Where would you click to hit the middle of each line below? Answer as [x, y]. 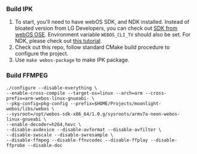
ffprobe [16, 145]
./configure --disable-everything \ [52, 88]
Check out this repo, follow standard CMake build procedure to [92, 47]
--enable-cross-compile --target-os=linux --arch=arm [75, 93]
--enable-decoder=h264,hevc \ [44, 124]
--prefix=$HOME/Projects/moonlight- [116, 103]
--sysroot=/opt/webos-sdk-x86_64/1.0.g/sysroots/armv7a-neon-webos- [93, 114]
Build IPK [20, 9]
